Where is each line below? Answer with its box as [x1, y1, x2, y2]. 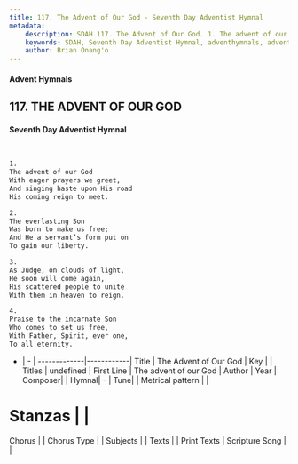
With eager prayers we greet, [9, 176, 122, 185]
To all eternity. [9, 340, 74, 348]
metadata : [9, 21, 46, 30]
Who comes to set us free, [9, 324, 109, 332]
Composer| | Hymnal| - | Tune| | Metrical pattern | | [21, 374, 209, 385]
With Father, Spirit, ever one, [9, 332, 129, 340]
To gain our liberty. [9, 242, 90, 251]
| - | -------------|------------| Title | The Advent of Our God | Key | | [21, 356, 273, 366]
